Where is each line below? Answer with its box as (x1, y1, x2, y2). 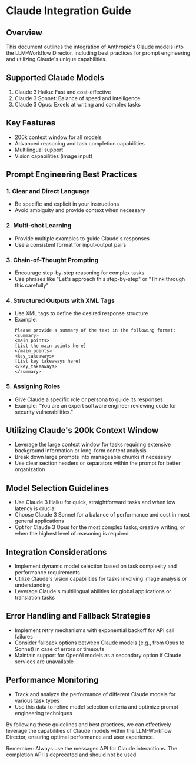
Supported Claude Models (6, 72, 105, 83)
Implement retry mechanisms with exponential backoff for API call (14, 626, 175, 634)
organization (14, 466, 45, 473)
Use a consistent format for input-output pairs (14, 241, 127, 248)
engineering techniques (14, 709, 72, 716)
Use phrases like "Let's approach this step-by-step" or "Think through (14, 275, 185, 282)
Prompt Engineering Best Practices (6, 170, 137, 180)
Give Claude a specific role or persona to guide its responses (14, 396, 163, 403)
